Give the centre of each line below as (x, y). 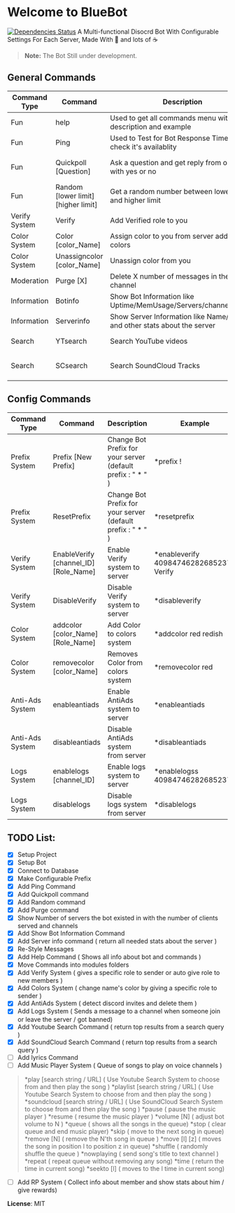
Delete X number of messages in (163, 276)
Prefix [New (72, 457)
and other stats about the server (162, 325)
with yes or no (133, 171)
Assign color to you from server (162, 236)
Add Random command (51, 902)
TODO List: (31, 837)
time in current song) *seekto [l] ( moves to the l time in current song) (124, 1168)
